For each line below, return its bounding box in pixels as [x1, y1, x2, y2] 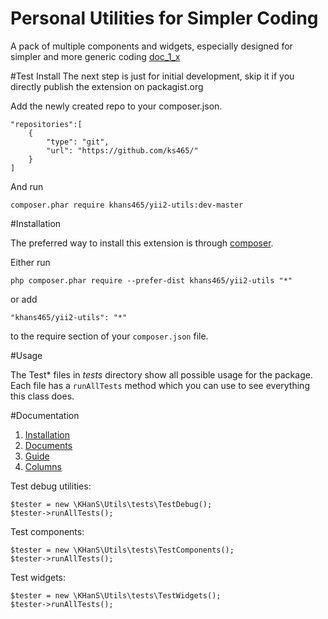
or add [10, 293, 38, 305]
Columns [24, 460, 63, 472]
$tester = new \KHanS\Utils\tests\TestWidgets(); [10, 590, 222, 601]
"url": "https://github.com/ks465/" [46, 145, 199, 156]
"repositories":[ [10, 119, 83, 129]
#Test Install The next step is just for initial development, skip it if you [10, 70, 295, 82]
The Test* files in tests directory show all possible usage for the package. [10, 368, 313, 381]
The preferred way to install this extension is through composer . [10, 237, 274, 249]
